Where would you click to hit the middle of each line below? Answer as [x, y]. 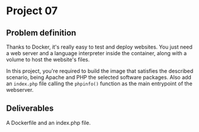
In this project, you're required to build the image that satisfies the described [100, 71]
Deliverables [30, 109]
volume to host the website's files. [48, 59]
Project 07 [32, 11]
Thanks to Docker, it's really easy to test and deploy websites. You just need [99, 47]
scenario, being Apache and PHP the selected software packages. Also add [99, 77]
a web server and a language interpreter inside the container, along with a [97, 53]
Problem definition [41, 33]
